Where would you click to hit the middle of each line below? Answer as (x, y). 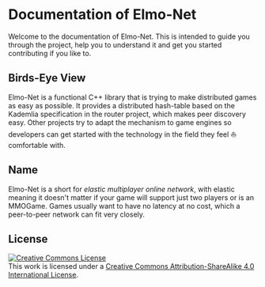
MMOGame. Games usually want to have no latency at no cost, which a (124, 206)
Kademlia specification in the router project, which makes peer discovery (127, 114)
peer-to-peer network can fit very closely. (76, 214)
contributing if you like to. (50, 53)
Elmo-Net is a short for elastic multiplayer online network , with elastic (121, 189)
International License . (44, 275)
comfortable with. (37, 145)
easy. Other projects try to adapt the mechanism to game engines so (120, 122)
